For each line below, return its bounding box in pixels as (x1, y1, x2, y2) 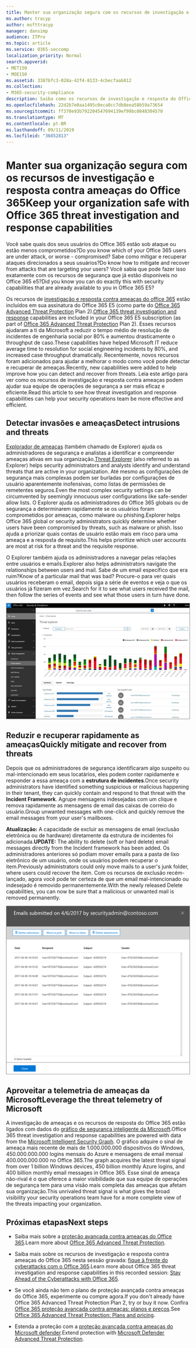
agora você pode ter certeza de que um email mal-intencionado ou (28, 875, 189, 882)
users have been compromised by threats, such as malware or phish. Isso (6, 524, 183, 531)
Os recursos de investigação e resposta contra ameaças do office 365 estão (6, 296, 190, 303)
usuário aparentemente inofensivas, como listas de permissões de (6, 480, 166, 487)
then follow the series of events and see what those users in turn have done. (6, 591, 190, 598)
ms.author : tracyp (6, 15, 51, 22)
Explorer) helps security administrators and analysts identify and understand (6, 462, 190, 469)
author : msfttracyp (6, 22, 54, 28)
